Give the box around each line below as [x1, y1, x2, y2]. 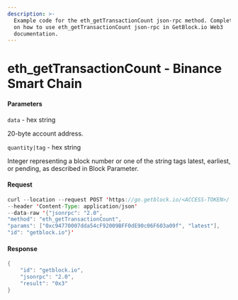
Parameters [7, 100, 42, 109]
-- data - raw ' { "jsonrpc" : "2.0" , [7, 209, 103, 216]
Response [7, 244, 38, 252]
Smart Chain [7, 76, 83, 92]
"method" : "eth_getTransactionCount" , [7, 216, 122, 223]
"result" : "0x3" [20, 279, 69, 287]
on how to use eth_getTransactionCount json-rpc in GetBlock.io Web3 [13, 23, 223, 30]
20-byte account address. [7, 129, 84, 138]
